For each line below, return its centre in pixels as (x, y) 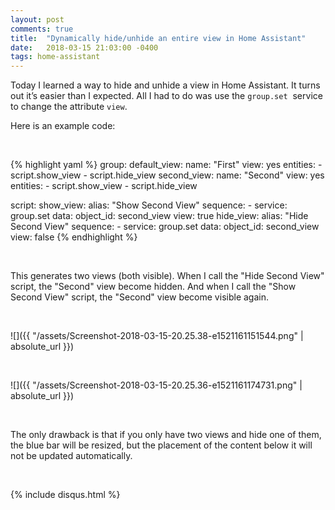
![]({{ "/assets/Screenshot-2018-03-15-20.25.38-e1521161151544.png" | (157, 336)
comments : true (42, 29)
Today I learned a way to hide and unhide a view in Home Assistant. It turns (165, 85)
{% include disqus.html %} (65, 495)
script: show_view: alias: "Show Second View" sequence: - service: (149, 205)
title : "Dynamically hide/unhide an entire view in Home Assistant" (158, 38)
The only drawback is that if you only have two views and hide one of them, (166, 435)
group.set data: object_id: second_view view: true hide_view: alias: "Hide (159, 216)
